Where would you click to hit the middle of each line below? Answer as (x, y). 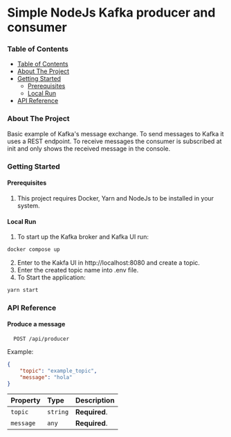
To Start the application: (51, 277)
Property (26, 400)
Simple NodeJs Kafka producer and (111, 13)
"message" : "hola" (46, 377)
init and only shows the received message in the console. (89, 148)
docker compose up (34, 250)
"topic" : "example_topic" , (58, 371)
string (58, 412)
